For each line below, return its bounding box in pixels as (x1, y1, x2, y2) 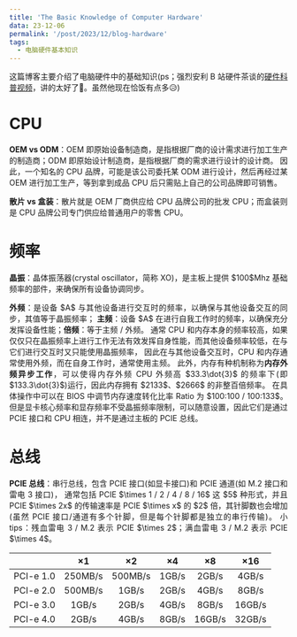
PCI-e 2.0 (13, 584, 56, 596)
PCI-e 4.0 (13, 612, 56, 625)
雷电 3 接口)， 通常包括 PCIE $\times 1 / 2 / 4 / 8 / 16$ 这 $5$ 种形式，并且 (9, 488, 288, 500)
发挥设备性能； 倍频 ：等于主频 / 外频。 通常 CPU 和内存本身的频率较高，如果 (9, 325, 288, 334)
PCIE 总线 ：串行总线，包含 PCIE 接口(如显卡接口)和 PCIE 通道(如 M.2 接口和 (9, 478, 288, 488)
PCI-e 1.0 (13, 570, 56, 582)
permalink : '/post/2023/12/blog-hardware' (9, 29, 168, 38)
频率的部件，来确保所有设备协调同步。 (9, 284, 148, 294)
